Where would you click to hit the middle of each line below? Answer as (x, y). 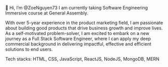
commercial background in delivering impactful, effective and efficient (78, 44)
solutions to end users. (29, 49)
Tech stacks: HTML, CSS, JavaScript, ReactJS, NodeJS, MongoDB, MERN (82, 59)
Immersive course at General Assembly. (47, 13)
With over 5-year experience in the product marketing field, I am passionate (84, 23)
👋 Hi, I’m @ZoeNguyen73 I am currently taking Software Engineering (77, 8)
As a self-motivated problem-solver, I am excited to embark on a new (77, 33)
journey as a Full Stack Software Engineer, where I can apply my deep (78, 38)
